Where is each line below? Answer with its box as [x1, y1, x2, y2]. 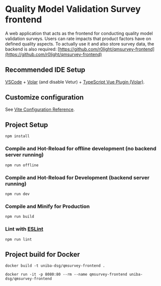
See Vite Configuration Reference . [5, 106, 75, 112]
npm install [5, 134, 30, 139]
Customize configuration [5, 93, 84, 102]
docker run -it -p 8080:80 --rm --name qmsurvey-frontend [5, 272, 127, 277]
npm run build [5, 214, 35, 219]
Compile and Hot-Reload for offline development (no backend [5, 145, 157, 152]
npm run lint [5, 237, 32, 242]
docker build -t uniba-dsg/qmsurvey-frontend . [5, 263, 106, 268]
